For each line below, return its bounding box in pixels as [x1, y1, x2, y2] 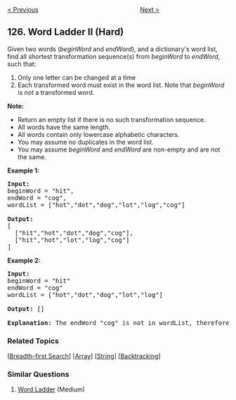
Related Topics [7, 335, 60, 345]
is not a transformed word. [17, 88, 95, 96]
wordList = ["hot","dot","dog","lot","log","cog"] [7, 201, 185, 208]
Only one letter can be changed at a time [17, 73, 136, 81]
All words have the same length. [17, 123, 111, 131]
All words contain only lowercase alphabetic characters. [17, 130, 181, 138]
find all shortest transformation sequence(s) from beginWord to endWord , [7, 52, 221, 60]
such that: [7, 60, 37, 68]
